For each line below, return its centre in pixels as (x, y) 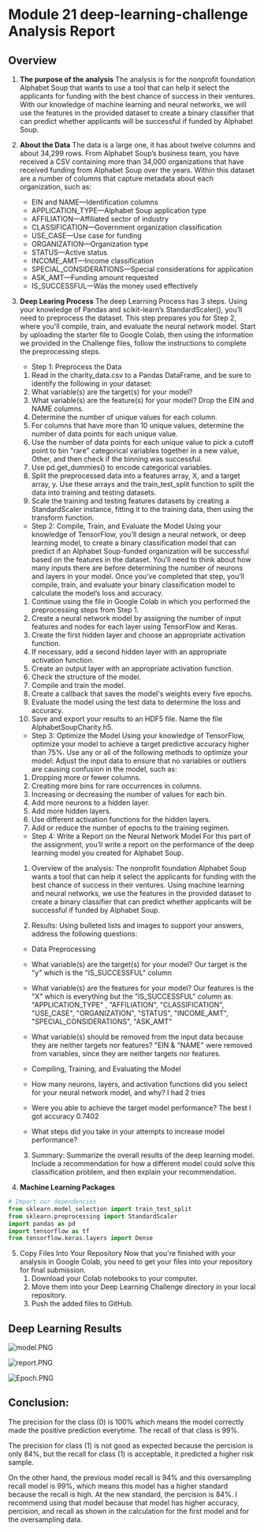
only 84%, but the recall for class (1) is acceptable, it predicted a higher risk (131, 1454)
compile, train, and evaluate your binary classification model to (133, 585)
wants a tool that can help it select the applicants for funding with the (143, 876)
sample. (21, 1462)
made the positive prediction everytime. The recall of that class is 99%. (124, 1430)
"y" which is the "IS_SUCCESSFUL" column (101, 973)
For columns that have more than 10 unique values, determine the (138, 425)
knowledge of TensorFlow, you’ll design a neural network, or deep (139, 534)
